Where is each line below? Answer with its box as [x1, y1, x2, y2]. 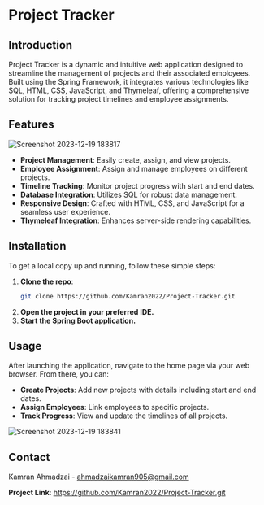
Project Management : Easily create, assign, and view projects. [19, 155, 232, 164]
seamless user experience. [19, 207, 111, 216]
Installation [8, 239, 67, 253]
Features [8, 118, 54, 132]
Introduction [8, 38, 73, 52]
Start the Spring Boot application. [19, 316, 136, 325]
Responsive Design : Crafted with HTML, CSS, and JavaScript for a [19, 198, 245, 208]
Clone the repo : [19, 276, 74, 286]
